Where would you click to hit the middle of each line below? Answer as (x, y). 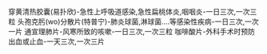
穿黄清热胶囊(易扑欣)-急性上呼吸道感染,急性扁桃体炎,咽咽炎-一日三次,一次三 (133, 12)
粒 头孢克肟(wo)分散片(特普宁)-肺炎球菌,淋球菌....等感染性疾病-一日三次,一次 (134, 21)
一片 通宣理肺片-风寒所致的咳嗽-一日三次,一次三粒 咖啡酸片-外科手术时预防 (132, 31)
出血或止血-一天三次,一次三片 (57, 41)
